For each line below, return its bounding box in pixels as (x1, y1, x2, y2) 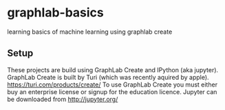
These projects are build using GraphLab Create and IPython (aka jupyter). (7, 65, 219, 74)
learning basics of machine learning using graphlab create (7, 27, 173, 36)
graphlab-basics (7, 5, 105, 21)
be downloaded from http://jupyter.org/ (7, 95, 118, 103)
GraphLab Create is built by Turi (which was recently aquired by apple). (7, 73, 209, 81)
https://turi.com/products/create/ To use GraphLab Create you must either (7, 80, 218, 89)
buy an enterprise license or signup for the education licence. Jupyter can (7, 87, 217, 96)
